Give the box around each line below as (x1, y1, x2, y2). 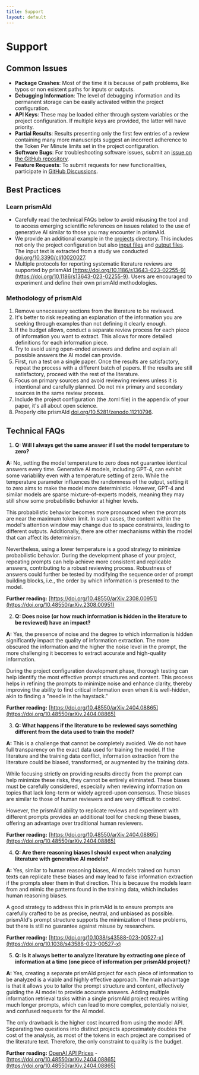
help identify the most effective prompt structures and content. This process (6, 674, 193, 681)
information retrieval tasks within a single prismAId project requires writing (6, 995, 188, 1002)
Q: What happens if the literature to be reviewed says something (14, 722, 178, 729)
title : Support (6, 8, 44, 15)
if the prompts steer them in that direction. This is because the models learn (6, 879, 192, 887)
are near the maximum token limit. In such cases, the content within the (6, 515, 181, 522)
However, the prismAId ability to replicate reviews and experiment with (6, 807, 179, 814)
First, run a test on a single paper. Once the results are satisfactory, (14, 358, 180, 365)
